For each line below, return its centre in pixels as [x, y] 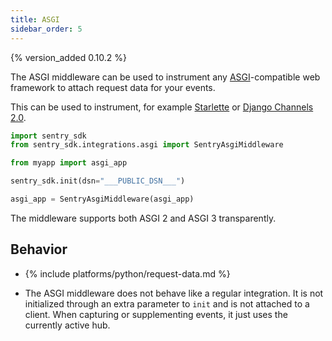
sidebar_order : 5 [46, 29]
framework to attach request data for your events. [113, 87]
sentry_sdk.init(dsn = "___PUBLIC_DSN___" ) [98, 181]
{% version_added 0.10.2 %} [68, 57]
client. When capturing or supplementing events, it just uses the [156, 314]
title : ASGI [35, 19]
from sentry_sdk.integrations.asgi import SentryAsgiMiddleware [147, 145]
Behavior [39, 249]
